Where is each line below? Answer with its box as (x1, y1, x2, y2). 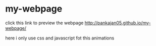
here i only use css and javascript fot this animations (5, 35, 115, 41)
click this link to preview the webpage (5, 20, 84, 26)
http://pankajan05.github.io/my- (84, 20, 151, 26)
